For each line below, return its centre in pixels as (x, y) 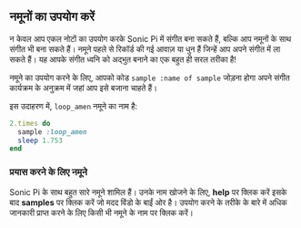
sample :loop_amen (53, 132)
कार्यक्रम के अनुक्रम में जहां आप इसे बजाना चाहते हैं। (83, 88)
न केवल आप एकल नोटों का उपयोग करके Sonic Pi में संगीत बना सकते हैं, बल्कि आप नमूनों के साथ (150, 38)
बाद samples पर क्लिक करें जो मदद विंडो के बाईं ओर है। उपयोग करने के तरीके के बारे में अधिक (149, 202)
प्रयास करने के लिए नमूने (49, 172)
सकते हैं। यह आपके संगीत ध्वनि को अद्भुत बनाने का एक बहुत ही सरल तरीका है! (123, 59)
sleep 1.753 (40, 140)
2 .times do (30, 123)
